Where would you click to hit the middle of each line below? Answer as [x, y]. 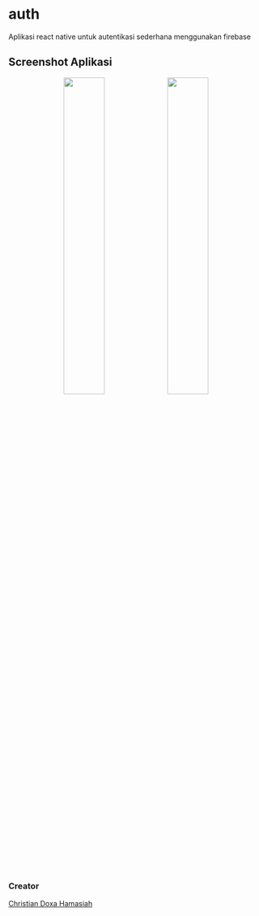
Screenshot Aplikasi [60, 62]
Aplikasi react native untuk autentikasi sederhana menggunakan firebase [129, 37]
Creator [24, 886]
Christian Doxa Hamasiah [51, 904]
